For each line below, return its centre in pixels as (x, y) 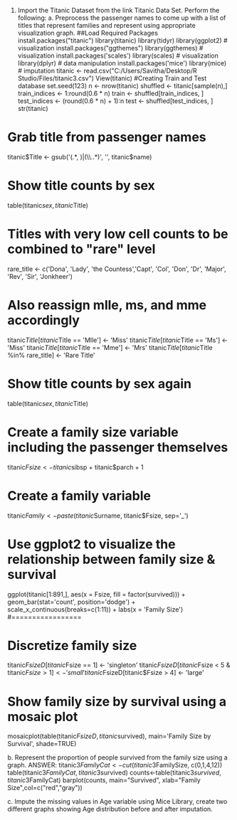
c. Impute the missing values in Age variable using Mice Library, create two (117, 802)
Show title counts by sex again (100, 384)
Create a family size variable (93, 432)
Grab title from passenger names (107, 137)
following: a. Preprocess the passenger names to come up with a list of (122, 18)
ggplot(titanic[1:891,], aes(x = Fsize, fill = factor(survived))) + (97, 594)
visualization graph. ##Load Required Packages (88, 33)
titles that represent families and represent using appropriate (106, 25)
